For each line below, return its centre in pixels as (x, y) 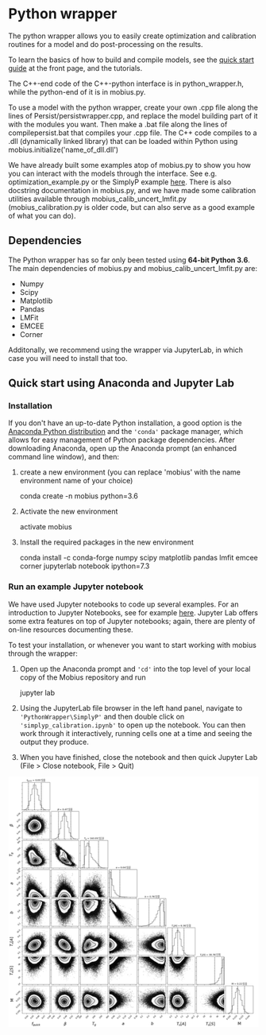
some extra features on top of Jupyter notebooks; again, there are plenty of (132, 621)
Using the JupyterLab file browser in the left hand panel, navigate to (131, 707)
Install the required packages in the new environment (107, 542)
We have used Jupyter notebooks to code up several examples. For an (123, 604)
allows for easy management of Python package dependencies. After (122, 440)
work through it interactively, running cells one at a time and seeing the (136, 733)
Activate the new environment (69, 512)
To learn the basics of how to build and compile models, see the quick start (131, 60)
